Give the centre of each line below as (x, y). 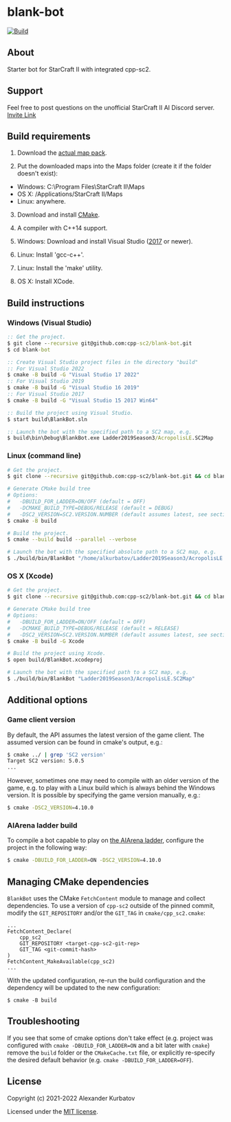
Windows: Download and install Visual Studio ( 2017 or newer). (105, 241)
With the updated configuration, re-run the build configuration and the (107, 980)
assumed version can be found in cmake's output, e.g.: (85, 742)
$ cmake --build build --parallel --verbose (72, 540)
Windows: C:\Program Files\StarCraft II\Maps (81, 187)
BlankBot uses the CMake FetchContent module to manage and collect (106, 898)
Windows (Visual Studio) (49, 323)
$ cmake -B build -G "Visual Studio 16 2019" (73, 388)
